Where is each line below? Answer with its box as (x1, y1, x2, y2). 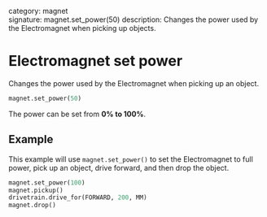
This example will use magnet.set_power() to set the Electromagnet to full (8, 154, 254, 164)
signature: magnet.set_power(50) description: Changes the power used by (8, 15, 259, 24)
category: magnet (8, 7, 68, 15)
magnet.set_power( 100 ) (8, 178, 85, 187)
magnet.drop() (8, 202, 57, 210)
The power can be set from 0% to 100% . (8, 109, 147, 119)
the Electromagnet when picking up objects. (8, 24, 156, 33)
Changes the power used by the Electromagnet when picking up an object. (8, 78, 259, 88)
